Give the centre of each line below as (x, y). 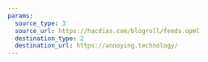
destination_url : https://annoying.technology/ (97, 46)
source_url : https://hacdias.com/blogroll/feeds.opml (107, 31)
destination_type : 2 (49, 38)
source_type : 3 (40, 23)
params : (21, 16)
